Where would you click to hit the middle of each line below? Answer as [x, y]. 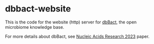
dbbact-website [38, 9]
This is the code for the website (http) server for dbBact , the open [71, 22]
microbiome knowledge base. [35, 27]
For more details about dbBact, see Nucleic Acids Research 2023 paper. [77, 36]
